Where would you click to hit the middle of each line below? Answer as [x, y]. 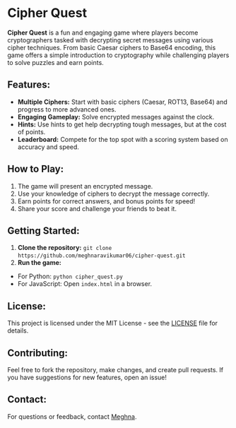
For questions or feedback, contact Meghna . [72, 416]
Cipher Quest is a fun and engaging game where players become [103, 32]
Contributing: [38, 353]
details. [18, 331]
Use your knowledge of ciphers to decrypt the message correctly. [113, 194]
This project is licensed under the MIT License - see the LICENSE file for [112, 323]
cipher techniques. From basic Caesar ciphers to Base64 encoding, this [112, 47]
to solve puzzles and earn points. [55, 62]
